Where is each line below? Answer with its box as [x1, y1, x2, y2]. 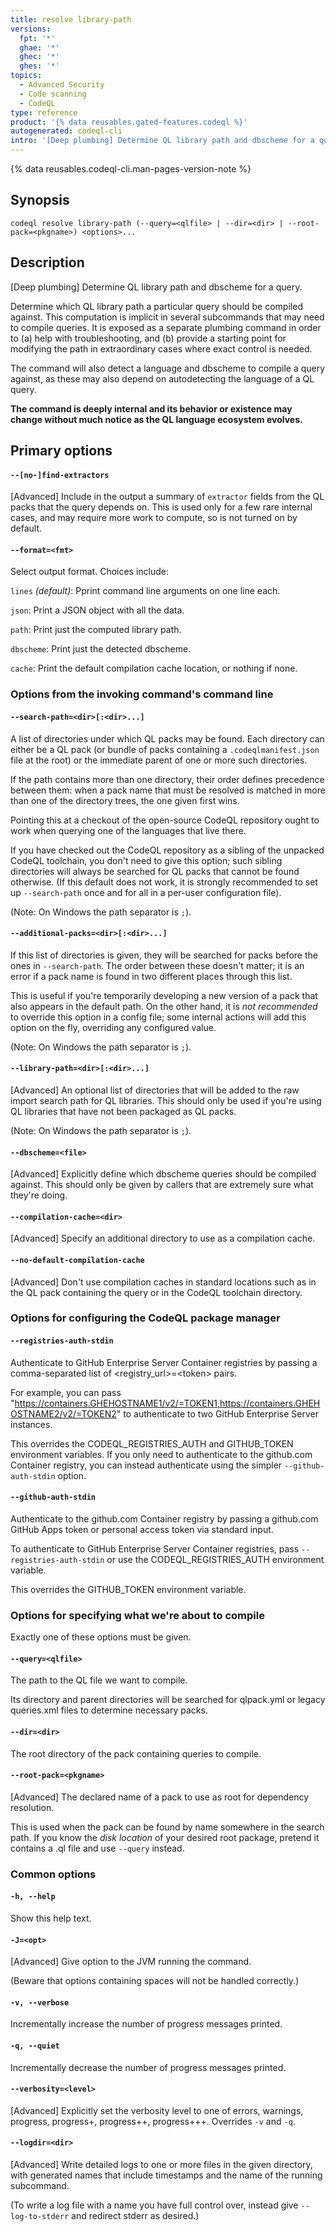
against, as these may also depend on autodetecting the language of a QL [10, 372, 315, 385]
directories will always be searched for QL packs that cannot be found [10, 865, 300, 877]
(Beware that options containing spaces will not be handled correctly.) [10, 1975, 300, 1987]
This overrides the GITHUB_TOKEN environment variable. [10, 1583, 247, 1595]
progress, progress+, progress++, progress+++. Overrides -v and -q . [10, 2115, 296, 2127]
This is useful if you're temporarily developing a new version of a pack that [10, 989, 318, 1001]
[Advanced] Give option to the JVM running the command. [10, 1956, 252, 1968]
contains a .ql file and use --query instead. [10, 1842, 185, 1854]
